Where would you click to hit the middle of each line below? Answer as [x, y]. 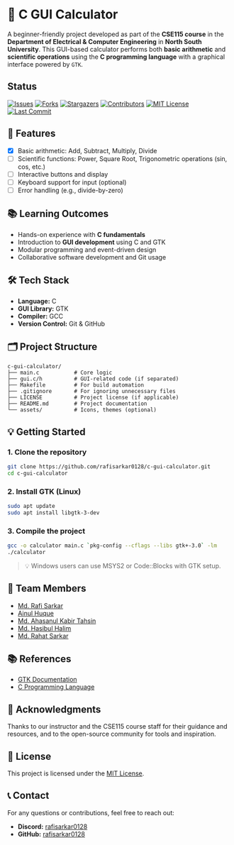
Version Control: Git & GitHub [61, 324]
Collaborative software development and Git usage [92, 257]
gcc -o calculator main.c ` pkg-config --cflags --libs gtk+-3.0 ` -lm [112, 546]
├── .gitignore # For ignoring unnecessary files [91, 392]
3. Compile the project [46, 531]
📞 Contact [28, 796]
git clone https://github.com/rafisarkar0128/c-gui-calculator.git [109, 467]
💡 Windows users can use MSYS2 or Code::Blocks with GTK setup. [123, 565]
